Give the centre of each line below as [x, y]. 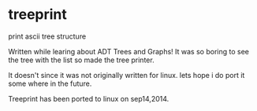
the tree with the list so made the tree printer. [82, 60]
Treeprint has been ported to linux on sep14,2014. [89, 98]
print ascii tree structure [47, 36]
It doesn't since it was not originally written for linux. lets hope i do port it [127, 75]
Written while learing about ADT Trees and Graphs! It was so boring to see [129, 51]
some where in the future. [50, 83]
